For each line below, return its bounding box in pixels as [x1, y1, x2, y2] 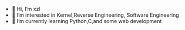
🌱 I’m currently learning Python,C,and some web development [11, 18, 162, 24]
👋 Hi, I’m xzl [11, 6, 41, 12]
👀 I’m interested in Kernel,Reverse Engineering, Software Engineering [11, 12, 179, 18]
